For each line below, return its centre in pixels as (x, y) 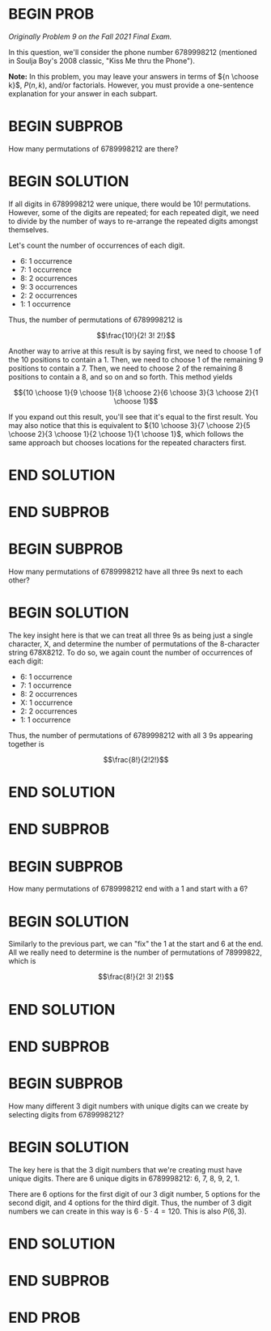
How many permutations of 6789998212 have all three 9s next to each (126, 572)
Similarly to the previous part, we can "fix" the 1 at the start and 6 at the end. (136, 944)
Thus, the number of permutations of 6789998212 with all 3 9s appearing (131, 735)
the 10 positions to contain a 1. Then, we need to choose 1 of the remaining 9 (136, 359)
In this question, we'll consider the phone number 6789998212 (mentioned (133, 52)
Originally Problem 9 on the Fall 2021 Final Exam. (90, 36)
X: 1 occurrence (46, 703)
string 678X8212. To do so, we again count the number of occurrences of (131, 653)
